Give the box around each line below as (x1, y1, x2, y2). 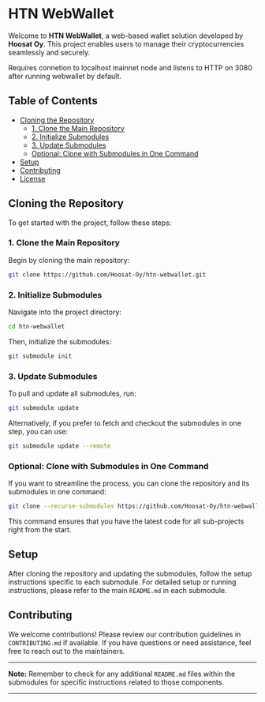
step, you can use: (8, 426, 69, 436)
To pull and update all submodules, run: (8, 389, 136, 399)
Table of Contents (8, 94, 99, 107)
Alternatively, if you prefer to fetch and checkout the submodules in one (8, 418, 242, 427)
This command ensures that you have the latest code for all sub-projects (8, 516, 244, 526)
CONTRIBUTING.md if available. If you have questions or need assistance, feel (8, 637, 252, 648)
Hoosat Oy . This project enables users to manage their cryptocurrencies (8, 39, 244, 48)
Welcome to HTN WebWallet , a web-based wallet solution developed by (8, 31, 244, 40)
